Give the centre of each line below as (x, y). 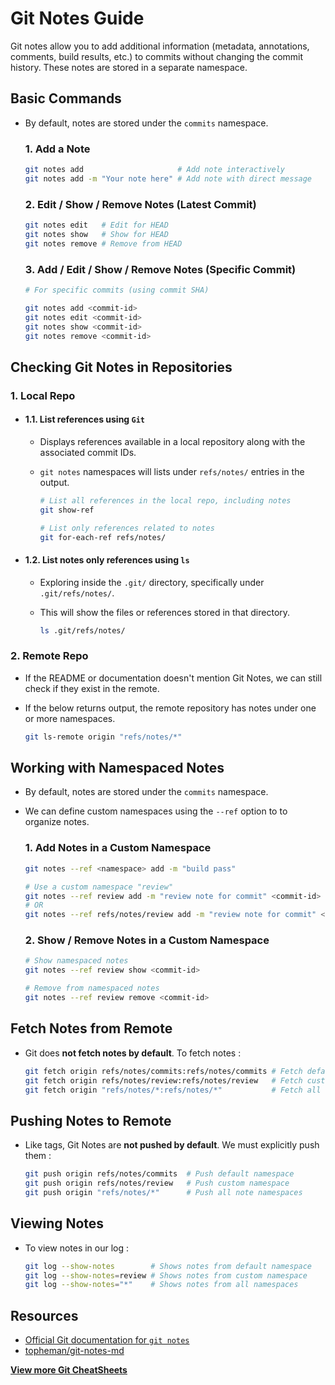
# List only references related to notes (127, 528)
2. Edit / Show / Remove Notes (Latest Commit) (140, 204)
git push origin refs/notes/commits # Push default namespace (159, 1174)
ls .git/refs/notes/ (82, 630)
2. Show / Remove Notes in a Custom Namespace (147, 940)
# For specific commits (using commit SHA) (117, 290)
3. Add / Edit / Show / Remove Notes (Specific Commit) (160, 269)
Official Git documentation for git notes (107, 1340)
